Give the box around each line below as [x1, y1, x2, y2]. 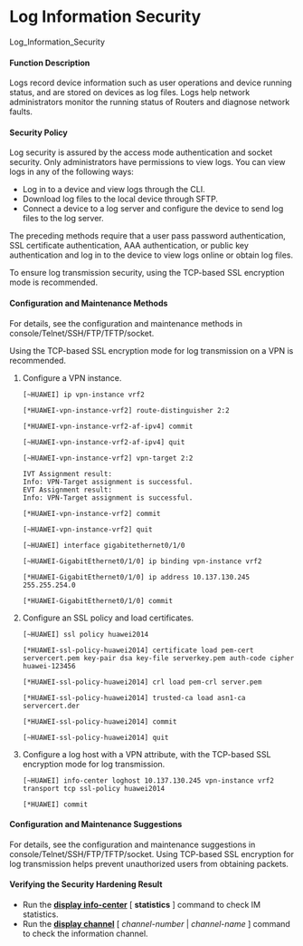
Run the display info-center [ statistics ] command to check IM [22, 899, 260, 910]
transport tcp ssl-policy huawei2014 [22, 784, 166, 793]
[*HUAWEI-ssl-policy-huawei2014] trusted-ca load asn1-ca [22, 693, 246, 702]
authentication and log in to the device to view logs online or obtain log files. [9, 249, 294, 260]
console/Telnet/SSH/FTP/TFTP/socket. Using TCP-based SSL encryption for [9, 848, 294, 859]
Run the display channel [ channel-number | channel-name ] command [22, 918, 291, 929]
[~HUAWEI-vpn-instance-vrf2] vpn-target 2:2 [22, 453, 194, 463]
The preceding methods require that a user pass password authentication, [9, 230, 287, 241]
